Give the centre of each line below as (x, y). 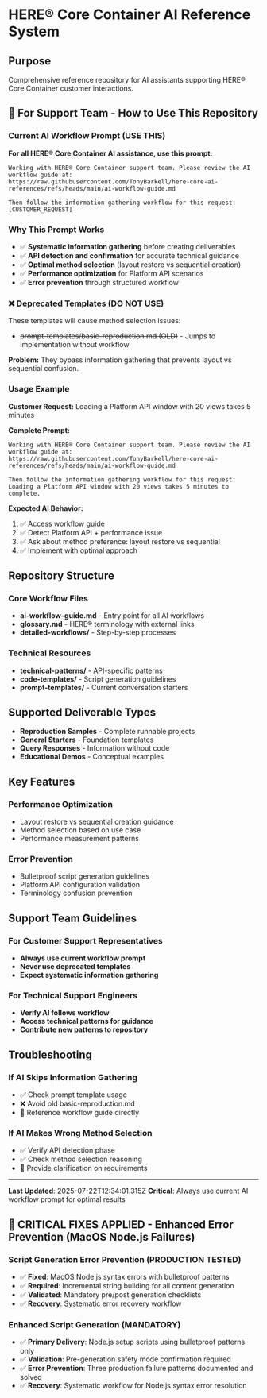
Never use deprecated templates (75, 967)
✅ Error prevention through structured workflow (99, 282)
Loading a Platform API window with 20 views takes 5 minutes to (118, 486)
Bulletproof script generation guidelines (85, 876)
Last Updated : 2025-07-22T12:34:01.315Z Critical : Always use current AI (128, 1191)
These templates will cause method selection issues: (95, 321)
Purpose (30, 61)
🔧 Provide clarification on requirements (83, 1168)
